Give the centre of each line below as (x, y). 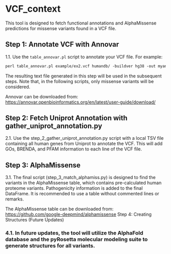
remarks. (15, 199)
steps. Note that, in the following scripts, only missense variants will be (80, 81)
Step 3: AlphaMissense (43, 165)
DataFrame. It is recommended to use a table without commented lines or (82, 194)
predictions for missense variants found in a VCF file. (61, 28)
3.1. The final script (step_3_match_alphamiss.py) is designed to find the (81, 177)
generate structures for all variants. (50, 246)
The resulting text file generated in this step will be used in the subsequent (83, 76)
